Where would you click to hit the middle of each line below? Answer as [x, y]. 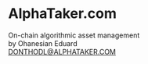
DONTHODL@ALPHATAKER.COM [62, 52]
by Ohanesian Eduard [43, 43]
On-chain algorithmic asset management [74, 35]
